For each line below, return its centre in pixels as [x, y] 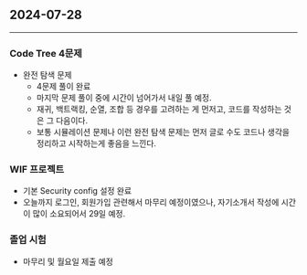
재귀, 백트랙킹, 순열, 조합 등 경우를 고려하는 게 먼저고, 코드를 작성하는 [159, 110]
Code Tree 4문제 [46, 53]
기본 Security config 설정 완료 [77, 191]
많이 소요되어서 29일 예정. [79, 214]
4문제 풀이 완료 [64, 87]
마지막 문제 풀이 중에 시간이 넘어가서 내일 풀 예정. [124, 98]
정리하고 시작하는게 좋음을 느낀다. [96, 143]
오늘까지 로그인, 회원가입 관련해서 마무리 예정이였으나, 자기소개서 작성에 [151, 202]
